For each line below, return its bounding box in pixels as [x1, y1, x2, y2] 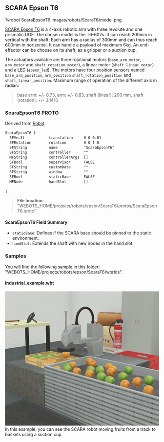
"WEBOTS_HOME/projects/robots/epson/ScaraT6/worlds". [5, 269, 123, 275]
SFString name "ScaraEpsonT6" [9, 145, 115, 150]
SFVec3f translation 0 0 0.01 [9, 135, 102, 141]
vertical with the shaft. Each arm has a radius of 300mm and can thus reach [5, 37, 158, 42]
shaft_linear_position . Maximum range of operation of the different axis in [5, 77, 157, 83]
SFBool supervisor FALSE [9, 160, 95, 165]
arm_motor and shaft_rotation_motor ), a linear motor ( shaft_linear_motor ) [5, 62, 154, 67]
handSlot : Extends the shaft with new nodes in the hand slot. [12, 240, 134, 246]
